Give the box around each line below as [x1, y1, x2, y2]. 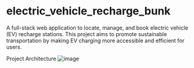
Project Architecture [6, 55, 56, 62]
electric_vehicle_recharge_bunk [6, 4, 171, 18]
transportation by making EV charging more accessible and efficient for [6, 37, 185, 44]
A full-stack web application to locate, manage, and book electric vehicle [6, 24, 189, 31]
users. [6, 43, 22, 51]
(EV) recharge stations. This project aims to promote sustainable [6, 30, 167, 37]
